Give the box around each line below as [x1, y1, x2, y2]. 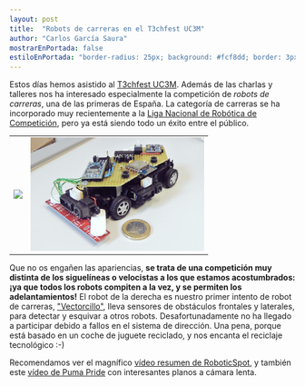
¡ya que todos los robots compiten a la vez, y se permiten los [9, 282, 242, 292]
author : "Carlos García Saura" [9, 34, 128, 43]
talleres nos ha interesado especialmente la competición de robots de [9, 89, 270, 100]
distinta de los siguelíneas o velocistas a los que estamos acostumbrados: [9, 272, 296, 283]
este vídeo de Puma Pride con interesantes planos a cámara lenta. [9, 367, 257, 378]
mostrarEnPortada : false [9, 44, 103, 53]
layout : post [9, 15, 59, 24]
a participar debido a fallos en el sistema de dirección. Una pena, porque [9, 321, 281, 332]
